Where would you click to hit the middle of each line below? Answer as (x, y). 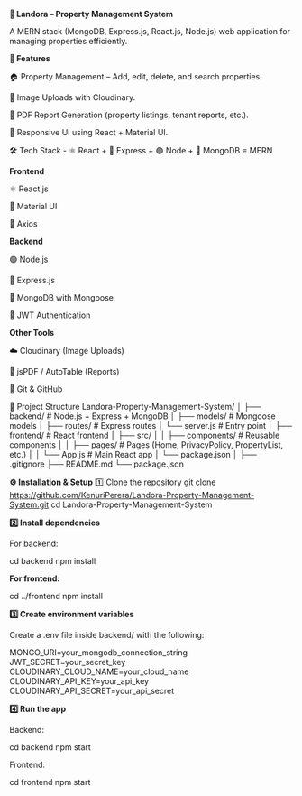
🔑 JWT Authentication (50, 315)
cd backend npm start (50, 747)
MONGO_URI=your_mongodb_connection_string (98, 653)
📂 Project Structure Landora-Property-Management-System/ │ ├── (135, 407)
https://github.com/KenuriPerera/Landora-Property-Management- (132, 495)
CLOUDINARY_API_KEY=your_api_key (79, 681)
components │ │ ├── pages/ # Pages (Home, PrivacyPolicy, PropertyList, (146, 445)
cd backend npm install (53, 561)
